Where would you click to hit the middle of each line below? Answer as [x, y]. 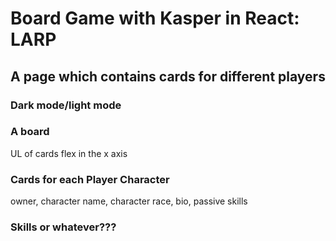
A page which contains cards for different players [168, 76]
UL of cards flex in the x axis [69, 153]
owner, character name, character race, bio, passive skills [129, 201]
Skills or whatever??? [63, 227]
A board [30, 132]
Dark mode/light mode [66, 105]
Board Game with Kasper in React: [155, 18]
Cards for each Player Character [90, 179]
